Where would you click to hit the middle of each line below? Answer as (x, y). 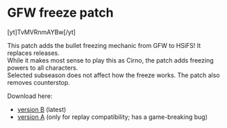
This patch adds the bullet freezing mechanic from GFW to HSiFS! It (104, 45)
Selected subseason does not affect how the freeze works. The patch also (113, 75)
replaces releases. (34, 53)
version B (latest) (42, 109)
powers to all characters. (43, 67)
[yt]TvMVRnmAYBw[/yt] (42, 32)
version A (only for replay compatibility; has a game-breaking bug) (112, 117)
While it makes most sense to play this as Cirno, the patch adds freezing (110, 60)
